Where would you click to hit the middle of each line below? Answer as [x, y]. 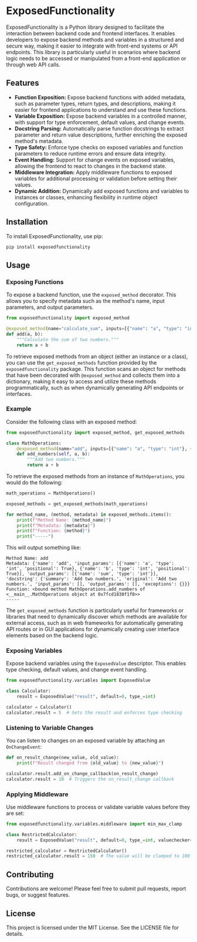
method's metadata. [39, 141]
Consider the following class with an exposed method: [72, 422]
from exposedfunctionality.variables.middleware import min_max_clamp [94, 824]
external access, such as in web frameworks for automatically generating [95, 623]
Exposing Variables [34, 651]
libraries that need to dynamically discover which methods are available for [97, 617]
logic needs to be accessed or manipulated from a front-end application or [96, 58]
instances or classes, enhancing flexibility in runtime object [86, 197]
